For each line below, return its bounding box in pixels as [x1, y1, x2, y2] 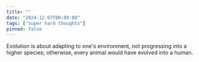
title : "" [6, 9, 32, 15]
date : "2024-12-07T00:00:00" [6, 15, 80, 21]
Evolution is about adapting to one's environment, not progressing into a [6, 43, 187, 50]
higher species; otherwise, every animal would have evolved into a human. [6, 49, 194, 57]
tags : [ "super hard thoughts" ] [6, 20, 86, 26]
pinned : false [6, 26, 43, 32]
